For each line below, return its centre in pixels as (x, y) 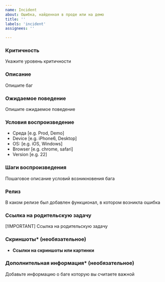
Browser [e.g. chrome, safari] (43, 149)
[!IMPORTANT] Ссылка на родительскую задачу (56, 226)
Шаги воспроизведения (36, 168)
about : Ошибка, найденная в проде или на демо (55, 15)
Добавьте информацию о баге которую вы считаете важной (70, 274)
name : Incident (21, 10)
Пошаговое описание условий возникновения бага (60, 178)
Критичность (22, 51)
